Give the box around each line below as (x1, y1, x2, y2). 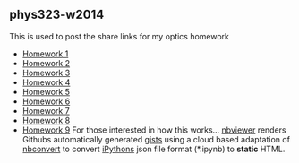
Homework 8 (21, 115, 71, 125)
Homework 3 (21, 67, 71, 78)
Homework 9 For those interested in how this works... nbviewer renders (21, 124, 286, 135)
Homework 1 (21, 48, 69, 59)
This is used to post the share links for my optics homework (9, 30, 230, 41)
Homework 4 (21, 76, 71, 88)
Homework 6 (21, 96, 71, 107)
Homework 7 (21, 105, 70, 116)
